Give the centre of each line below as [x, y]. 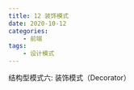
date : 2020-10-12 [38, 24]
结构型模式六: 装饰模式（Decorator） [69, 77]
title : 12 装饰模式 [39, 16]
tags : [17, 46]
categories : [28, 31]
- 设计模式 [39, 54]
